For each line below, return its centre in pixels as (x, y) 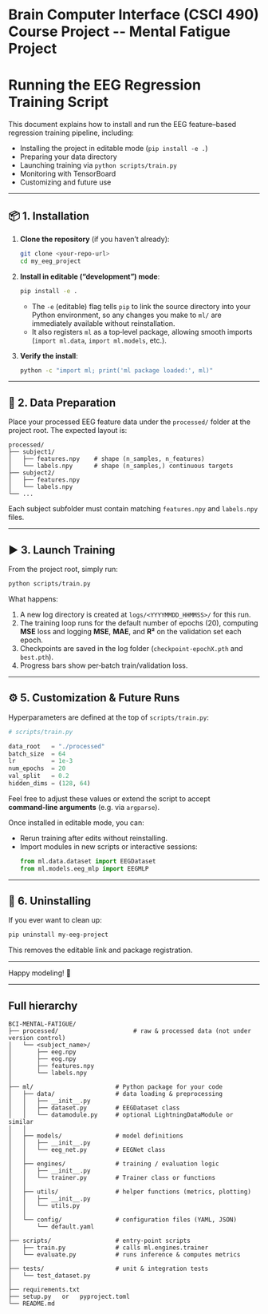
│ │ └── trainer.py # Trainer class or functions (112, 1178)
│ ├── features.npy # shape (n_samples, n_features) (106, 459)
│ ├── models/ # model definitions (96, 1136)
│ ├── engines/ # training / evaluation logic (114, 1164)
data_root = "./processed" (57, 746)
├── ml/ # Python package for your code (116, 1087)
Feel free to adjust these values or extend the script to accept (109, 798)
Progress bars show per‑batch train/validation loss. (104, 665)
